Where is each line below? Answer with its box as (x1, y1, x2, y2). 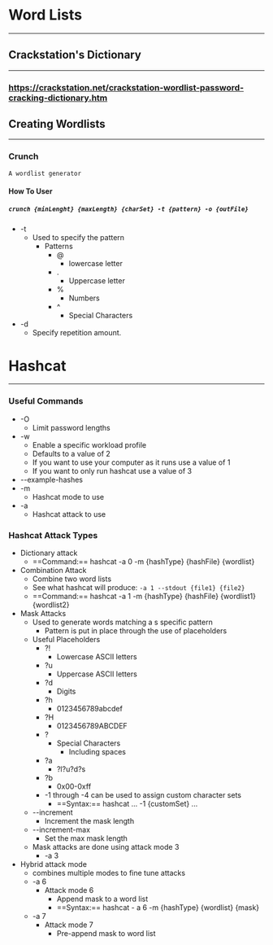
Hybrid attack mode (19, 859, 88, 868)
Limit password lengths (32, 422, 111, 432)
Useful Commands (8, 396, 84, 407)
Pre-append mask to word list (56, 928, 156, 938)
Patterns (44, 242, 73, 252)
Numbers (68, 293, 100, 303)
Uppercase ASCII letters (56, 669, 138, 679)
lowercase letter (68, 259, 123, 269)
